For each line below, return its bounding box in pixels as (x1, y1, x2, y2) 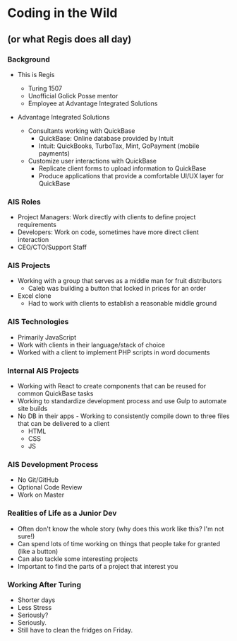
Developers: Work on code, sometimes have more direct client (17, 228, 199, 236)
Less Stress (17, 603, 52, 611)
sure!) (17, 532, 35, 541)
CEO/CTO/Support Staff (17, 243, 87, 252)
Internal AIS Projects (7, 366, 80, 376)
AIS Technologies (7, 317, 69, 327)
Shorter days (17, 596, 56, 604)
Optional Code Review (17, 483, 83, 492)
